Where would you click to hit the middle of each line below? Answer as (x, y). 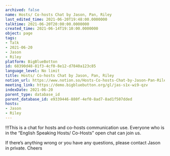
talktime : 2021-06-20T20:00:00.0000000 (47, 24)
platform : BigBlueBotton (31, 62)
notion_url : (18, 80)
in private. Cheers (24, 148)
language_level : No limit (32, 71)
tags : (11, 38)
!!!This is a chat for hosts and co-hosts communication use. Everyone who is (85, 127)
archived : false (22, 10)
